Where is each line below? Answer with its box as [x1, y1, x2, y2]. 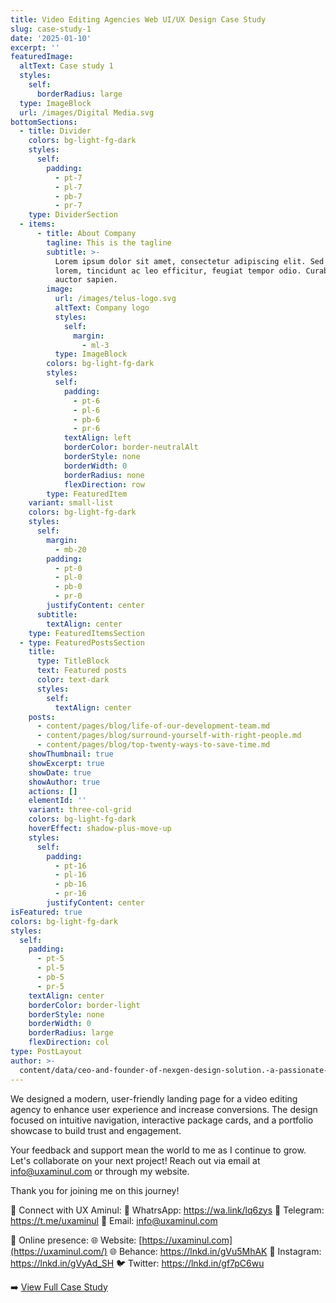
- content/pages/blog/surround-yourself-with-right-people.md [36, 731, 302, 741]
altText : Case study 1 [19, 61, 114, 71]
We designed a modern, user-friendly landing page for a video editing [10, 1092, 298, 1105]
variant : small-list [28, 498, 114, 508]
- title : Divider [19, 126, 92, 136]
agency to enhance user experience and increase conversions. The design [10, 1103, 318, 1115]
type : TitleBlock [36, 656, 110, 666]
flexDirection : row [63, 479, 145, 490]
